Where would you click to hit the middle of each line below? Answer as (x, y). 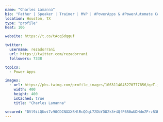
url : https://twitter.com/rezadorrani (49, 54)
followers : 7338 (26, 59)
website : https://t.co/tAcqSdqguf (40, 36)
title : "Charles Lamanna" (40, 103)
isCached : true (29, 98)
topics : (13, 67)
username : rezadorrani (32, 49)
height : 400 (26, 94)
